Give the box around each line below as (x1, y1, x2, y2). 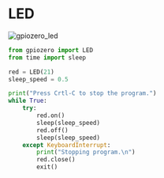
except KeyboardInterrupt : (22, 141, 111, 149)
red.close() (36, 156, 76, 164)
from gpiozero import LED (8, 46, 93, 54)
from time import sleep (8, 53, 87, 62)
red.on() (36, 112, 65, 119)
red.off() (36, 126, 69, 134)
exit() (36, 163, 58, 171)
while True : (8, 97, 47, 105)
